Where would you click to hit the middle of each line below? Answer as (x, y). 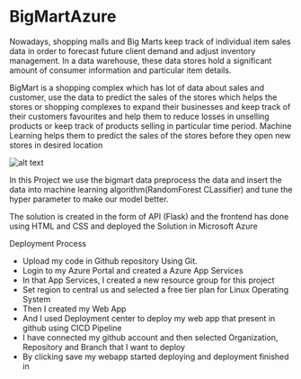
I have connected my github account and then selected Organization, (150, 337)
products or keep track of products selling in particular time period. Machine (150, 126)
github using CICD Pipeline (72, 328)
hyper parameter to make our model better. (89, 199)
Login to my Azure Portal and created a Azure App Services (133, 270)
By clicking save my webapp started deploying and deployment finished (155, 356)
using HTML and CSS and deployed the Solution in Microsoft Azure (133, 226)
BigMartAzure (63, 17)
